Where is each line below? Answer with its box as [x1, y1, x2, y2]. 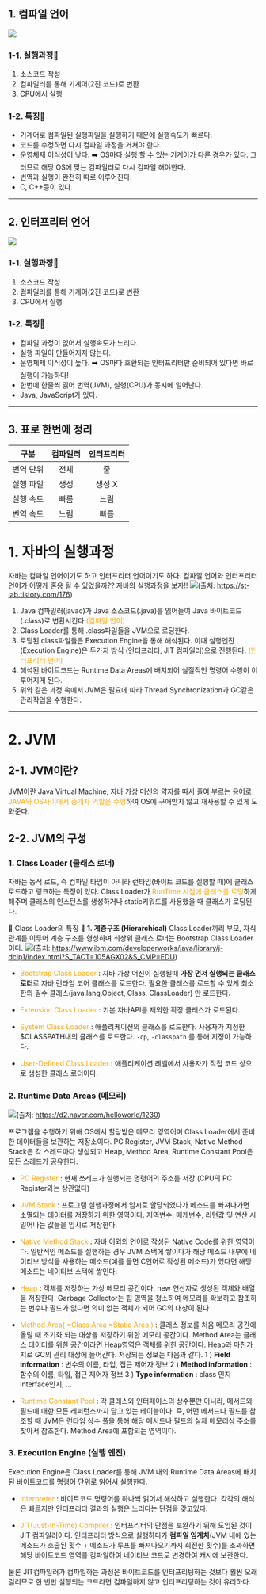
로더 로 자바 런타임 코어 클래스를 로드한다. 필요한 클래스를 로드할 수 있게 [19, 978, 240, 988]
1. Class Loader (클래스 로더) [8, 857, 116, 868]
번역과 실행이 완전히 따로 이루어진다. [19, 173, 132, 182]
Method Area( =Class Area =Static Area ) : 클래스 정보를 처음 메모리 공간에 [19, 1320, 257, 1329]
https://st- [216, 581, 250, 590]
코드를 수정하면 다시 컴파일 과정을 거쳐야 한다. [19, 140, 162, 150]
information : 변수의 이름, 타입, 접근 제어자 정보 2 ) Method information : [19, 1359, 252, 1369]
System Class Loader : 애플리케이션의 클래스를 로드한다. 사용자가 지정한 [19, 1022, 245, 1032]
